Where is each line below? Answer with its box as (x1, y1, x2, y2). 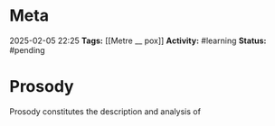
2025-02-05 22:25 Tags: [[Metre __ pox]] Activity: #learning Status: (9, 35, 267, 46)
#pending (9, 44, 45, 55)
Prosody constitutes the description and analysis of (9, 105, 202, 117)
